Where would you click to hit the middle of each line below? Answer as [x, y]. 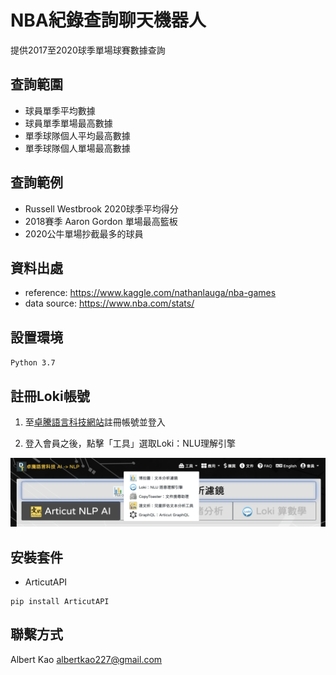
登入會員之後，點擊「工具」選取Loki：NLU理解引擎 [130, 443]
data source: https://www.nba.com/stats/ [109, 303]
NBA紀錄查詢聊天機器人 [108, 20]
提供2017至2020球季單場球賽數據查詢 [88, 50]
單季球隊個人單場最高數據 [77, 148]
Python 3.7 [33, 363]
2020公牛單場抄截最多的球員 [84, 233]
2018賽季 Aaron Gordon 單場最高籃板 [101, 221]
